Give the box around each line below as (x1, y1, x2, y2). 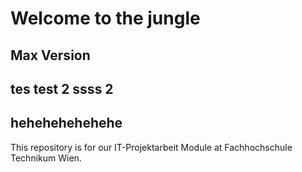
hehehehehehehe (10, 115, 123, 132)
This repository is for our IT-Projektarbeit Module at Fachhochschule (10, 141, 293, 153)
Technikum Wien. (10, 152, 82, 164)
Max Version (10, 47, 91, 64)
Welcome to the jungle (10, 7, 201, 30)
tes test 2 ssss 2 (10, 80, 114, 97)
